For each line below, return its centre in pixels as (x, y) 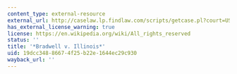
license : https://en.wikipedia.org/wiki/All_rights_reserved (99, 33)
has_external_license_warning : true (61, 27)
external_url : (28, 20)
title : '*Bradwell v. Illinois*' (56, 47)
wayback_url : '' (31, 60)
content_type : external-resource (56, 14)
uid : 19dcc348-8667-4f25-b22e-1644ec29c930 (72, 54)
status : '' (23, 40)
